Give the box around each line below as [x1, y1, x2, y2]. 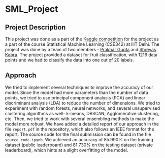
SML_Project [5, 3, 58, 15]
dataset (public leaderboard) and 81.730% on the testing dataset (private [5, 142, 153, 148]
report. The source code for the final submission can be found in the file [5, 131, 151, 137]
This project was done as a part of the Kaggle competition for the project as [5, 36, 159, 42]
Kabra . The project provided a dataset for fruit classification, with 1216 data [5, 52, 158, 58]
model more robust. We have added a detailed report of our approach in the [5, 121, 159, 126]
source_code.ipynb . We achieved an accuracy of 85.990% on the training [5, 136, 154, 142]
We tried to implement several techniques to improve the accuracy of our [5, 84, 154, 90]
